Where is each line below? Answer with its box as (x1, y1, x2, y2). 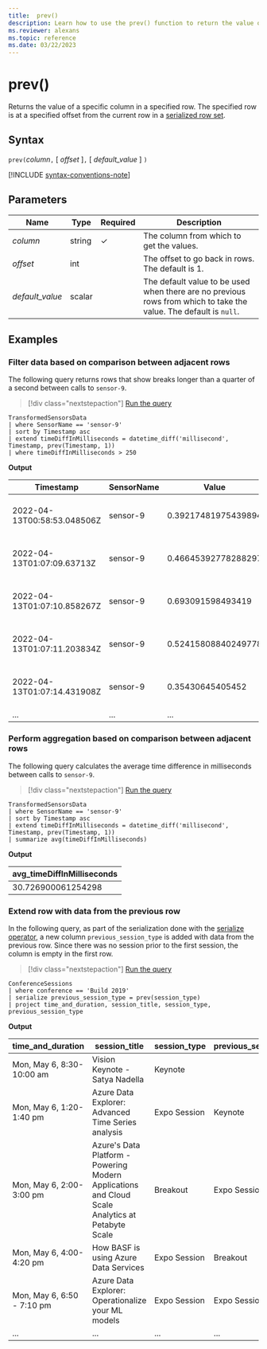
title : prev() (8, 11, 59, 20)
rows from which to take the (142, 295, 248, 307)
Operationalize (91, 1295, 147, 1306)
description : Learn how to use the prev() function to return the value (8, 19, 254, 27)
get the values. (142, 240, 199, 251)
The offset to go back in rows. (142, 252, 255, 264)
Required (100, 217, 136, 228)
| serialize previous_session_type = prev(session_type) (8, 993, 201, 1002)
